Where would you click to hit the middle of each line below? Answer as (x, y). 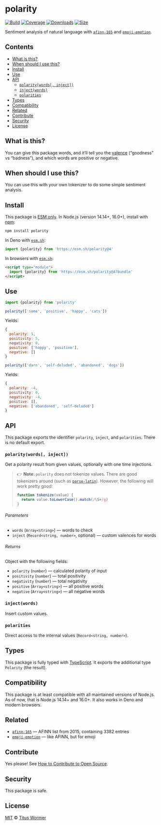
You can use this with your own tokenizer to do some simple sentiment (75, 185)
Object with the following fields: (37, 561)
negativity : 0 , (25, 343)
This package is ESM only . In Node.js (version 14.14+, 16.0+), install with (77, 217)
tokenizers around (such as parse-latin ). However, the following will (85, 481)
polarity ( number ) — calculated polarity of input (59, 571)
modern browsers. (23, 705)
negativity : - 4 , (26, 397)
